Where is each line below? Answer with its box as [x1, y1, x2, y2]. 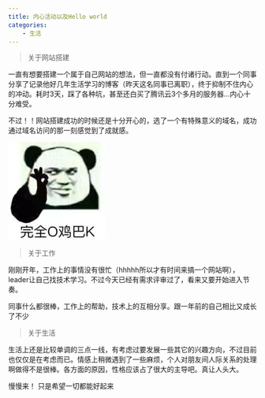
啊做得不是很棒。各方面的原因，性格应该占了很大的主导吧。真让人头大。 [8, 365, 243, 374]
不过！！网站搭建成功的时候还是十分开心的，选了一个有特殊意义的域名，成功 [8, 116, 257, 125]
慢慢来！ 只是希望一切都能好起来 [8, 381, 114, 391]
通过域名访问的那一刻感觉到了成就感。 [8, 126, 132, 136]
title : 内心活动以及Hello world [8, 13, 108, 20]
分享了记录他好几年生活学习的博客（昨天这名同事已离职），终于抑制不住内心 [8, 80, 254, 89]
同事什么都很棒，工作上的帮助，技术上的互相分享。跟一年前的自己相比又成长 [8, 302, 257, 311]
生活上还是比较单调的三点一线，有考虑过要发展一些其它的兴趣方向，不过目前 [8, 345, 257, 355]
